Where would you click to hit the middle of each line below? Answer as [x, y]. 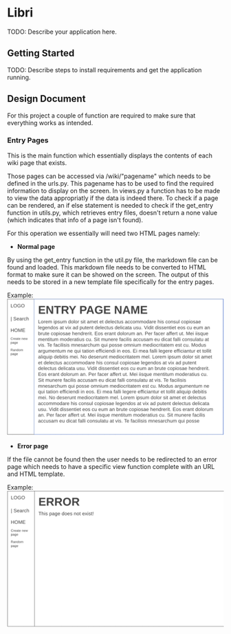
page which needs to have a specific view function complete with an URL [111, 466]
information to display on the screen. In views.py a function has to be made [114, 190]
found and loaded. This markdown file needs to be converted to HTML [107, 267]
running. [19, 77]
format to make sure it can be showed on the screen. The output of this [108, 274]
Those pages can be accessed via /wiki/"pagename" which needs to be [109, 176]
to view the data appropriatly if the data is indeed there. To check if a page [113, 198]
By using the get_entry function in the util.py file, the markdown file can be [112, 260]
